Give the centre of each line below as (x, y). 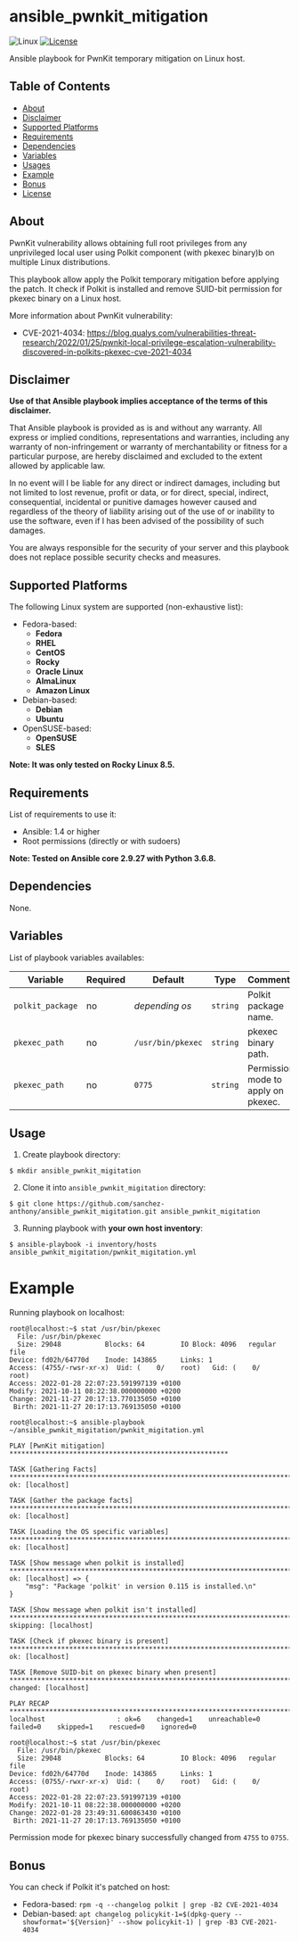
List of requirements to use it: (63, 814)
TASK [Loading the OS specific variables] (89, 1532)
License (36, 193)
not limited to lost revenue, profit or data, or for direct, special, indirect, (139, 493)
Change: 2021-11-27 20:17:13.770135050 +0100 (95, 1399)
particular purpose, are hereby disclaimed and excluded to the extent (136, 456)
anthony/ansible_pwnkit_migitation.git (83, 1212)
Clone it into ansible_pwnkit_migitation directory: (114, 1188)
